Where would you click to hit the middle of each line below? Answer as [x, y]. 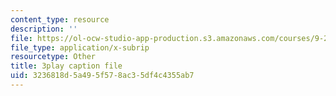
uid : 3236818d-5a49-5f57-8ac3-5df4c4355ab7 [102, 76]
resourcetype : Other [53, 57]
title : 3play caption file [66, 66]
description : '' [44, 29]
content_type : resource [60, 19]
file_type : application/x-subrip [80, 47]
